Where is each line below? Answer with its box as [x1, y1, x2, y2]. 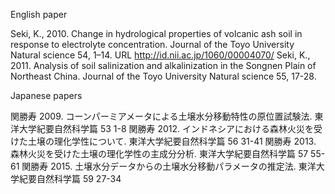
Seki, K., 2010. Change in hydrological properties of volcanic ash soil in [10, 28, 303, 39]
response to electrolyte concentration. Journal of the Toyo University [10, 39, 295, 50]
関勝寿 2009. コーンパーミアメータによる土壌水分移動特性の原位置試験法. [10, 110, 313, 122]
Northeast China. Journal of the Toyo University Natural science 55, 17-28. [10, 70, 317, 82]
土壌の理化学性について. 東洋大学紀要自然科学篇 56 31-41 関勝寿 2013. [27, 135, 317, 147]
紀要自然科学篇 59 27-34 [18, 173, 122, 184]
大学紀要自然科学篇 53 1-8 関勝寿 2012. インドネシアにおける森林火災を [18, 123, 315, 134]
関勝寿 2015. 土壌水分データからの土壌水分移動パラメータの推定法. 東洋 [21, 160, 317, 172]
